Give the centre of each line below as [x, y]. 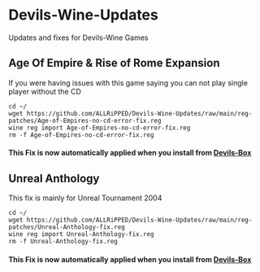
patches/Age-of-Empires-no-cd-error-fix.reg [85, 121]
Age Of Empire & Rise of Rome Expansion [114, 63]
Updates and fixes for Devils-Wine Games [78, 37]
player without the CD [45, 91]
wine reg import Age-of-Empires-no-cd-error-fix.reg [100, 128]
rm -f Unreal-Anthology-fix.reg [63, 242]
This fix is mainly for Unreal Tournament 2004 [85, 198]
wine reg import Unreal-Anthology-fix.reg [81, 235]
